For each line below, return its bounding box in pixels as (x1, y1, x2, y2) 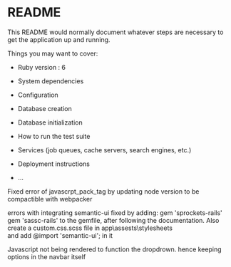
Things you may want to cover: (7, 49, 98, 58)
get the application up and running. (7, 35, 111, 43)
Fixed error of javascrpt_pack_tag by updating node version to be (7, 187, 200, 196)
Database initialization (17, 118, 83, 127)
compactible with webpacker (7, 194, 93, 203)
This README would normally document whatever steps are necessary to (7, 28, 224, 36)
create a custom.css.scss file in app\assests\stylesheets (7, 224, 173, 232)
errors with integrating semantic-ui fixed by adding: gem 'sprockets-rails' (7, 208, 222, 217)
